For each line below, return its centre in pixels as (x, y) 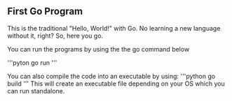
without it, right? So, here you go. (55, 36)
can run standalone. (36, 91)
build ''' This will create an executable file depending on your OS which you (116, 84)
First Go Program (45, 11)
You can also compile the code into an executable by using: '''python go (111, 76)
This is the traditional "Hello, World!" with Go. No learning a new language (114, 28)
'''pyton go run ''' (32, 63)
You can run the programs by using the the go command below (98, 49)
